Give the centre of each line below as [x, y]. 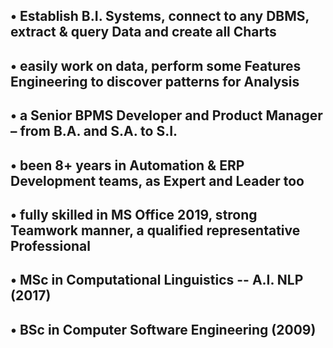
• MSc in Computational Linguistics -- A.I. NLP [157, 280]
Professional [50, 245]
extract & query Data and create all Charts [143, 32]
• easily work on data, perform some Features [156, 65]
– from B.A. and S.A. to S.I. [94, 131]
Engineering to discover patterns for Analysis [155, 81]
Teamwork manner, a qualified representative [155, 230]
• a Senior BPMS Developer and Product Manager [166, 115]
